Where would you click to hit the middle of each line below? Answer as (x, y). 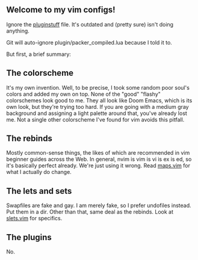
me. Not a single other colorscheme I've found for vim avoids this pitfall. (95, 119)
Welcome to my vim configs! (61, 10)
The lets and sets (39, 191)
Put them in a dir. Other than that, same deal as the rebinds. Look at (90, 212)
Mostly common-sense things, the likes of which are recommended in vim (98, 153)
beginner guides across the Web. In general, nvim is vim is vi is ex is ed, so (99, 159)
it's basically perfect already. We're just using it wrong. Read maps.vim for (98, 166)
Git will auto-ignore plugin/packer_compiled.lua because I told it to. (89, 42)
